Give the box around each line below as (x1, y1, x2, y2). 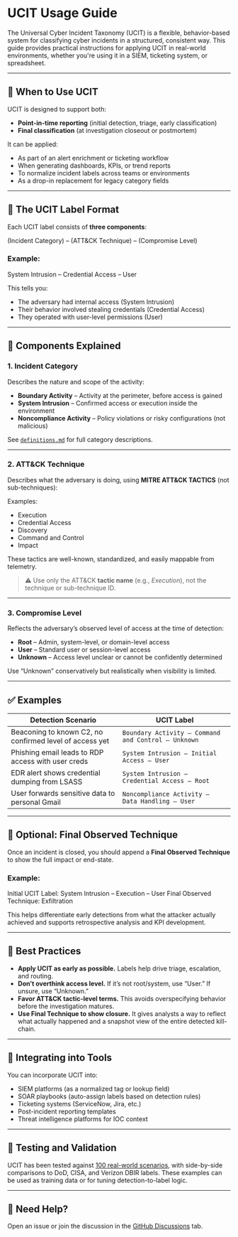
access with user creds (11, 756, 89, 766)
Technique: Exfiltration (7, 897, 73, 905)
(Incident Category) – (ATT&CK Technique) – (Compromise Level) (7, 236, 198, 244)
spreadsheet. (7, 58, 46, 67)
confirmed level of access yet (11, 735, 110, 745)
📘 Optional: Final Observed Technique (7, 829, 178, 841)
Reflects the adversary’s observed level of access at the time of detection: (7, 624, 225, 633)
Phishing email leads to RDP (11, 747, 104, 757)
